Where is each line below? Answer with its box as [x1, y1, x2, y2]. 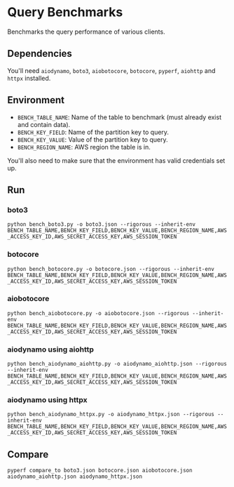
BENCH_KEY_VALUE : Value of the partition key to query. [17, 135, 168, 144]
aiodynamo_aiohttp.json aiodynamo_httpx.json [7, 473, 142, 481]
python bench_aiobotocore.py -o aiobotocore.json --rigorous [7, 309, 190, 316]
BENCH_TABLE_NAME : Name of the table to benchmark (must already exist [17, 113, 222, 121]
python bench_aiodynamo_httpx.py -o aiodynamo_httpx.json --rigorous [7, 411, 215, 418]
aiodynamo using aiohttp [7, 345, 95, 354]
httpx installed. [7, 74, 51, 82]
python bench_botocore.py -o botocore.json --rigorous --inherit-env [7, 265, 215, 272]
